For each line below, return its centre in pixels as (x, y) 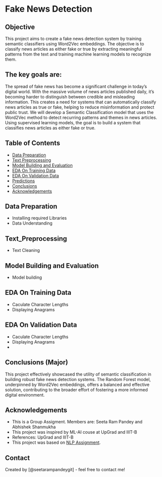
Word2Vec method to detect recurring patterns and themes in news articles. (81, 117)
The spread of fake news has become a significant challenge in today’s (76, 86)
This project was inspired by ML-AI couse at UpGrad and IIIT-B (74, 432)
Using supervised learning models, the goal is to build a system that (73, 122)
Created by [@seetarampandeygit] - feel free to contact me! (65, 470)
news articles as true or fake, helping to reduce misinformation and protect (80, 107)
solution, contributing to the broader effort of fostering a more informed (76, 390)
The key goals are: (33, 75)
